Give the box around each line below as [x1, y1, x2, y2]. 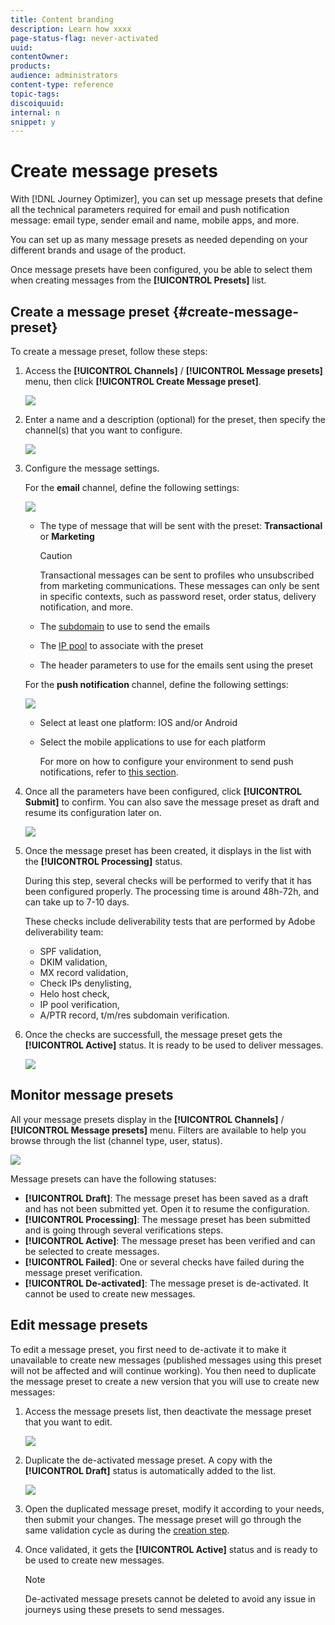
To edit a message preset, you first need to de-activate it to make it [10, 1343, 287, 1355]
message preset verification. [24, 1266, 143, 1278]
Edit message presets [10, 1317, 148, 1334]
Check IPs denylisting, [39, 977, 132, 989]
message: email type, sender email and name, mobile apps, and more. [10, 214, 300, 226]
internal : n [10, 107, 60, 118]
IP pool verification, [39, 999, 120, 1010]
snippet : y [10, 117, 56, 127]
